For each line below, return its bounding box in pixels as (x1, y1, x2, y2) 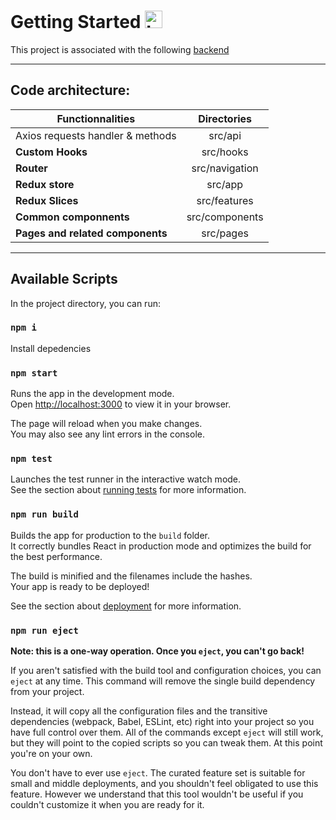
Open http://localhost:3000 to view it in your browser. (10, 398, 232, 410)
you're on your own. (10, 748, 93, 760)
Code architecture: (10, 82, 131, 99)
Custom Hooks (15, 145, 88, 159)
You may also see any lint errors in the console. (10, 428, 205, 440)
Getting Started (10, 11, 142, 34)
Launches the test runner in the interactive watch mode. (10, 473, 242, 485)
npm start (10, 367, 58, 379)
